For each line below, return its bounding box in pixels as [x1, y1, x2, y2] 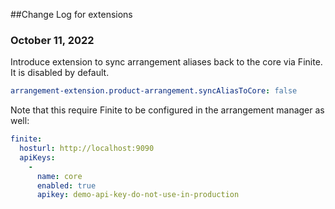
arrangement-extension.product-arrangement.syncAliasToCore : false [10, 86, 298, 96]
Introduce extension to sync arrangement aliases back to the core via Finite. [10, 56, 323, 68]
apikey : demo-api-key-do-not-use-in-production [36, 190, 240, 200]
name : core [36, 171, 83, 181]
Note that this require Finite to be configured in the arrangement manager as [10, 104, 325, 116]
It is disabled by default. [10, 67, 110, 79]
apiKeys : [19, 152, 56, 163]
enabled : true [36, 180, 97, 191]
